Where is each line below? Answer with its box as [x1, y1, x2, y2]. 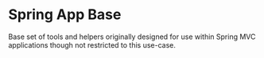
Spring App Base [8, 6, 122, 24]
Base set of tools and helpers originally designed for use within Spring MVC [8, 32, 256, 41]
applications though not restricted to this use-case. [8, 40, 177, 49]
